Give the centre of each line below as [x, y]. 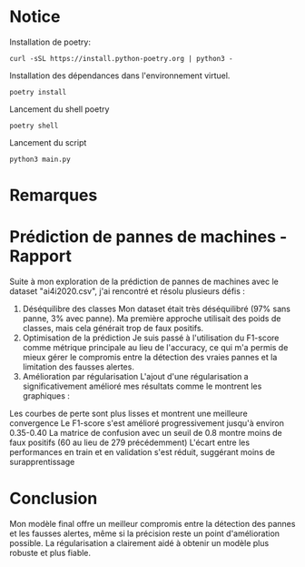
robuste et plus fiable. [50, 553]
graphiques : [46, 396]
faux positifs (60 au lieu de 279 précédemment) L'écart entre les [130, 442]
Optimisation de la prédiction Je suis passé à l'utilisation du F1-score [151, 338]
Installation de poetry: [50, 42]
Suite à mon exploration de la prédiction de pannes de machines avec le [144, 282]
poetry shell [34, 126]
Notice [35, 17]
